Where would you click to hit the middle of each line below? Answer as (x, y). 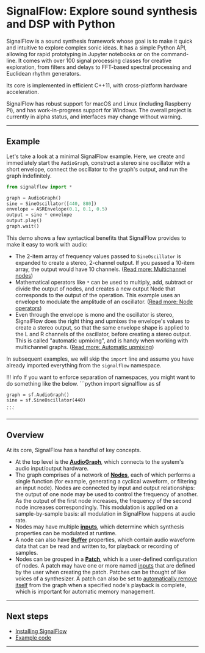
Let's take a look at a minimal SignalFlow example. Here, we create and (95, 156)
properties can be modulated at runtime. (66, 533)
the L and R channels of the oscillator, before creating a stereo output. (103, 334)
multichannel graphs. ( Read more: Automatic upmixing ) (85, 347)
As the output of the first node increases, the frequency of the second (103, 500)
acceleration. (23, 92)
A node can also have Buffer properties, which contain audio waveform (105, 539)
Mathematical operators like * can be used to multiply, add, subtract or (104, 282)
